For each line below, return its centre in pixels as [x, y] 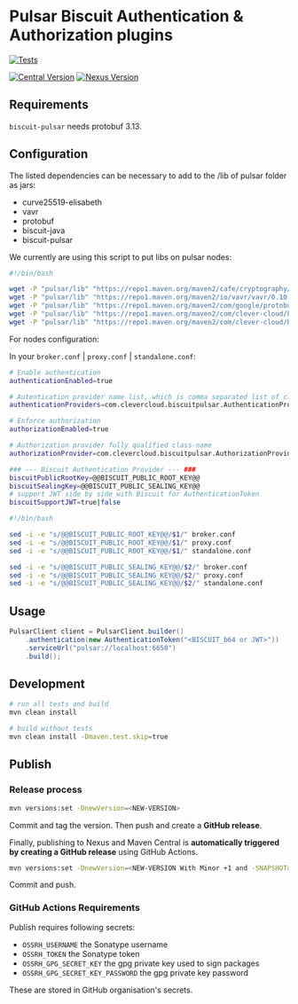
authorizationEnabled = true [59, 429]
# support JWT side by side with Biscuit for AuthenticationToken [134, 494]
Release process [46, 789]
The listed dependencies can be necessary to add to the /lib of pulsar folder [148, 176]
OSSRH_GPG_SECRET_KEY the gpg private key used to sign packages [141, 963]
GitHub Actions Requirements [74, 908]
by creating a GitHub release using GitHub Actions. [103, 851]
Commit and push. [43, 885]
